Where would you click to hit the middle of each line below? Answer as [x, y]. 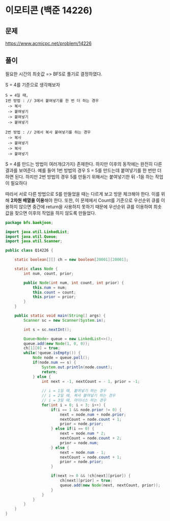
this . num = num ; [50, 287]
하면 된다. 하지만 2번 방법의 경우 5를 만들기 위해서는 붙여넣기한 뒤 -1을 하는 [80, 177]
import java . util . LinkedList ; [37, 232]
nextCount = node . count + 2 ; [91, 438]
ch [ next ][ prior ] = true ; [86, 481]
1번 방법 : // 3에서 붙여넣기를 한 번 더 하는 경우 [52, 101]
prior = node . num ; [79, 443]
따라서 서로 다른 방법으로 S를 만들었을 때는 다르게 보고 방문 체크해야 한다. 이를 [83, 194]
